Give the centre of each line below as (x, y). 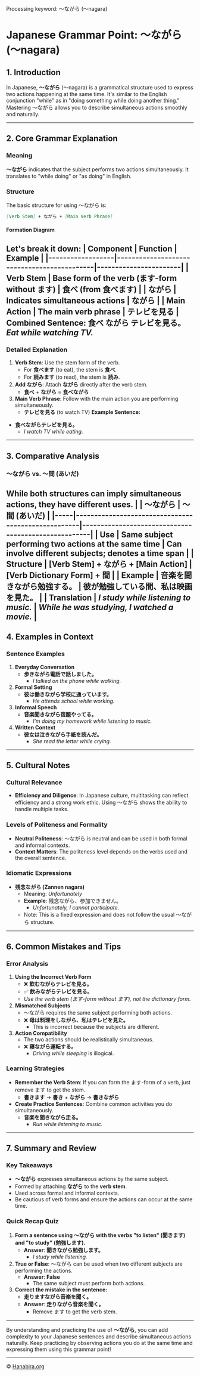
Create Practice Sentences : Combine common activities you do (93, 1104)
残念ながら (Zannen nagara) (50, 887)
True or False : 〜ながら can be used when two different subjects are (99, 1264)
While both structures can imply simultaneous (94, 494)
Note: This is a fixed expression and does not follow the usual (99, 914)
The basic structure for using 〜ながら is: (57, 205)
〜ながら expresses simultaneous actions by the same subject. (92, 1179)
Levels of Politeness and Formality (57, 825)
